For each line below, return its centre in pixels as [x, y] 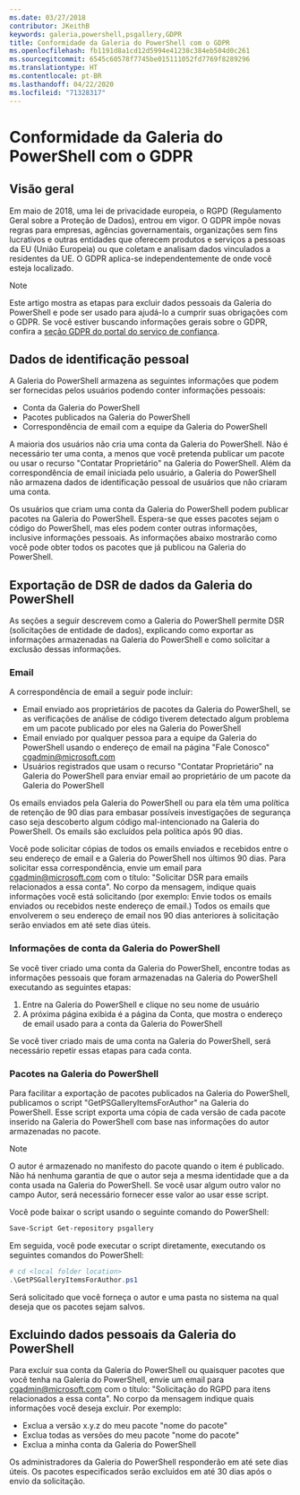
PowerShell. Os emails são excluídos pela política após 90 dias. [126, 831]
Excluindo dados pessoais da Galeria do [123, 1335]
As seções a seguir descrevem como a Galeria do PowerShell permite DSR [147, 621]
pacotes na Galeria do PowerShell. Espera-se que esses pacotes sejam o [144, 519]
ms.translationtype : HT [54, 68]
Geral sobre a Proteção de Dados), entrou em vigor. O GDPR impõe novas [145, 220]
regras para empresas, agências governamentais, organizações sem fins [144, 230]
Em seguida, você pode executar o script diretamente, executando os [137, 1245]
